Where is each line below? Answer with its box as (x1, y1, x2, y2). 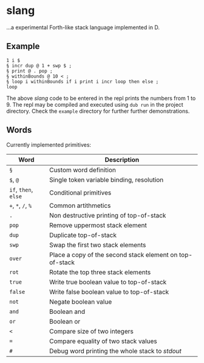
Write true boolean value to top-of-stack (49, 278, 167, 286)
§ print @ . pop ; (6, 68, 53, 74)
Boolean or (49, 317, 81, 325)
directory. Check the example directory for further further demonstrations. (6, 107, 190, 115)
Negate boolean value (49, 298, 112, 306)
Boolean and (49, 307, 86, 316)
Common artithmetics (49, 201, 111, 210)
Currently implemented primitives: (6, 141, 92, 148)
